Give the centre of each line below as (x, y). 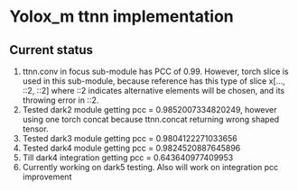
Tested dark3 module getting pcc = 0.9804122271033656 (130, 138)
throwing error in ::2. (61, 100)
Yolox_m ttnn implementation (121, 17)
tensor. (35, 129)
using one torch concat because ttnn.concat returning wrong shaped (151, 119)
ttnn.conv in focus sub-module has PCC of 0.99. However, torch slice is (155, 71)
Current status (51, 50)
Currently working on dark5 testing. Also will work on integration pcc (150, 167)
